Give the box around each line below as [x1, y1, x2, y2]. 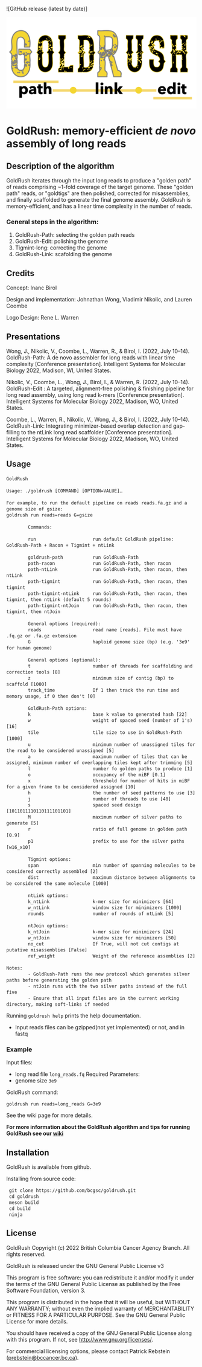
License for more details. [6, 1317, 68, 1325]
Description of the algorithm [6, 161, 115, 171]
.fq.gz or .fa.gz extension [6, 632, 77, 639]
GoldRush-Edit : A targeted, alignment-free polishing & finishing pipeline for [6, 385, 194, 392]
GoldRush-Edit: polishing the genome [14, 238, 109, 245]
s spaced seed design [28, 802, 142, 808]
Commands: [28, 524, 52, 530]
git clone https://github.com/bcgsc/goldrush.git [8, 1188, 136, 1194]
